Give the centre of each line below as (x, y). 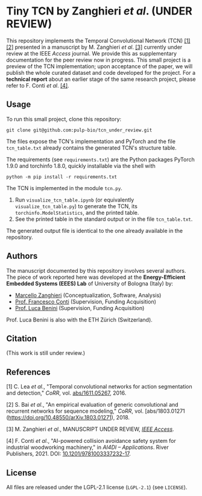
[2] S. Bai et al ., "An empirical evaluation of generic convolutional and (93, 405)
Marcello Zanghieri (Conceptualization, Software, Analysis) (88, 295)
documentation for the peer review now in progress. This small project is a (99, 60)
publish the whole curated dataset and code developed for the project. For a (101, 72)
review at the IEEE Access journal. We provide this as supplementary (91, 53)
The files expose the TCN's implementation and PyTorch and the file (91, 141)
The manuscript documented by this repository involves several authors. (96, 270)
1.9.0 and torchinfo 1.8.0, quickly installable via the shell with (81, 166)
